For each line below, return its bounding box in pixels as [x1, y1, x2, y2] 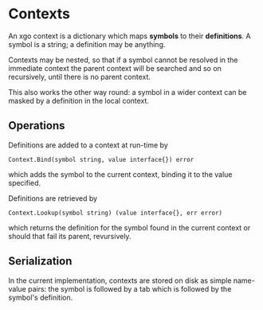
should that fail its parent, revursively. [8, 231, 131, 241]
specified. [8, 178, 41, 187]
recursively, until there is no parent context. [8, 72, 151, 81]
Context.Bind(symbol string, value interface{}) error [8, 155, 194, 163]
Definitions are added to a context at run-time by [8, 140, 169, 150]
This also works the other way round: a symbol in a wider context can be [8, 87, 247, 96]
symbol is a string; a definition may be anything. [8, 39, 166, 49]
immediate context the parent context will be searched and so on [8, 63, 222, 73]
